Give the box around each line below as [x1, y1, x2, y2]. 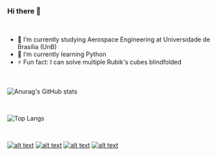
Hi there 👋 [7, 6, 42, 16]
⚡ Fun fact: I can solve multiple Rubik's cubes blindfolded [17, 58, 182, 67]
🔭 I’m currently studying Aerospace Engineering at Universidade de [17, 35, 211, 44]
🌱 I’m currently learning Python [17, 50, 106, 58]
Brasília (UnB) [17, 43, 57, 51]
